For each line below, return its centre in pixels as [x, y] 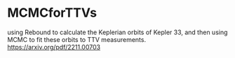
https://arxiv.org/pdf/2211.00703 [54, 47]
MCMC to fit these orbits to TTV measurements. [76, 39]
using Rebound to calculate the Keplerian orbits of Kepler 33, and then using [117, 32]
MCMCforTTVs [52, 13]
